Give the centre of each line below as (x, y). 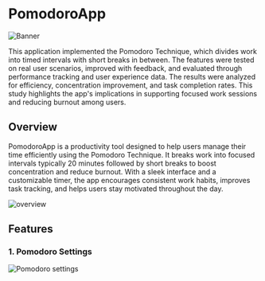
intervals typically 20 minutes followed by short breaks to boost (112, 163)
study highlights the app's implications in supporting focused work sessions (132, 93)
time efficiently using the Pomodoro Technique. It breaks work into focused (132, 154)
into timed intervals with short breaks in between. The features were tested (131, 60)
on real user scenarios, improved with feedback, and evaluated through (125, 68)
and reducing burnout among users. (67, 102)
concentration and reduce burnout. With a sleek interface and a (112, 171)
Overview (33, 127)
